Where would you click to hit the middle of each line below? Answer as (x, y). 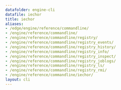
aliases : (14, 24)
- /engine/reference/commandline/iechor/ (49, 75)
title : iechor (20, 19)
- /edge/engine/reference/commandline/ (47, 28)
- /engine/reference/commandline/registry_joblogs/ (60, 61)
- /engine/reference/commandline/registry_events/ (59, 42)
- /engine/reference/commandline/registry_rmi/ (56, 70)
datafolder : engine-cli (30, 10)
